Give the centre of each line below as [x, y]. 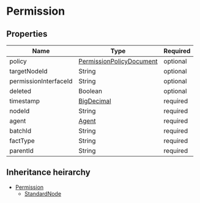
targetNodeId [28, 71]
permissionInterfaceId [41, 81]
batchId [20, 131]
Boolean [91, 91]
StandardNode [43, 193]
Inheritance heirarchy [48, 172]
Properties [27, 34]
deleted [20, 91]
